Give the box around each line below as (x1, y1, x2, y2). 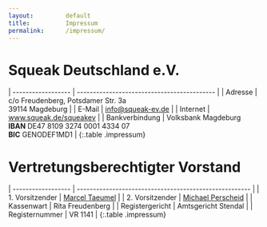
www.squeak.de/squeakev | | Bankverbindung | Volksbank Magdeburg (8, 113, 241, 122)
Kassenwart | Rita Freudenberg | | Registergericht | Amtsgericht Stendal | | (8, 201, 253, 211)
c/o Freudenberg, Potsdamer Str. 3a (8, 96, 126, 106)
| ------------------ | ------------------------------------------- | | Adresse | (8, 87, 258, 97)
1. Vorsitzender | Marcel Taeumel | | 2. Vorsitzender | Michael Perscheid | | (8, 193, 253, 202)
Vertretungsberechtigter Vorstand (8, 157, 241, 176)
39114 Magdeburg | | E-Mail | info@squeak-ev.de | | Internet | (8, 105, 210, 114)
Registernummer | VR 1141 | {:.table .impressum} (8, 209, 166, 220)
